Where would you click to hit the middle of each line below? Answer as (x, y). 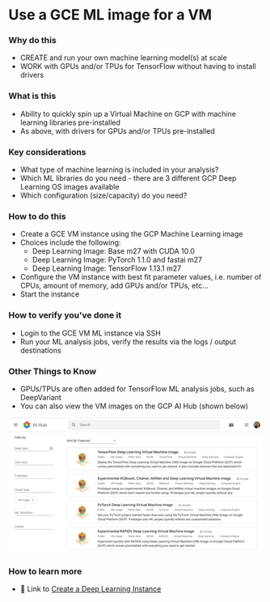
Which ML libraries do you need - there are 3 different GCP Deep (128, 178)
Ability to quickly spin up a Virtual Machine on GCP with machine (128, 113)
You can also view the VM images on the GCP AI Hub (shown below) (134, 406)
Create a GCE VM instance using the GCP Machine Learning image (131, 234)
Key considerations (47, 152)
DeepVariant (41, 397)
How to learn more (45, 571)
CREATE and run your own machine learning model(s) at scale (124, 58)
